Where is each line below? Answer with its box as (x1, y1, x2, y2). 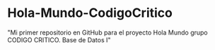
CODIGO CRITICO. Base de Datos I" (7, 35, 111, 44)
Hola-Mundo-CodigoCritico (7, 5, 173, 21)
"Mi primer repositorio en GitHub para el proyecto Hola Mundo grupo (7, 28, 208, 37)
